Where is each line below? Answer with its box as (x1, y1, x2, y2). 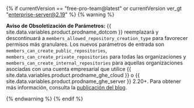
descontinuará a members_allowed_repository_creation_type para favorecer (6, 35, 188, 41)
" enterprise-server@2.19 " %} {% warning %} (6, 11, 115, 18)
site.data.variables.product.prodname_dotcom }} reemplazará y (6, 28, 159, 35)
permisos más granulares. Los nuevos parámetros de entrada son (6, 41, 165, 48)
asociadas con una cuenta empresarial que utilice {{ (6, 66, 131, 72)
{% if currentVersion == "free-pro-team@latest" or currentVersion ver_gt (6, 5, 182, 12)
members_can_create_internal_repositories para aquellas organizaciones (6, 59, 183, 66)
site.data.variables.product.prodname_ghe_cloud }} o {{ (6, 72, 140, 78)
